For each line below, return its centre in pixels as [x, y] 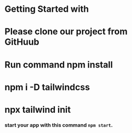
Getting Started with [47, 9]
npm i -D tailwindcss [47, 87]
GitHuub [22, 42]
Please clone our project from [66, 32]
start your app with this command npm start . [59, 125]
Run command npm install [59, 65]
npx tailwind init [38, 110]
